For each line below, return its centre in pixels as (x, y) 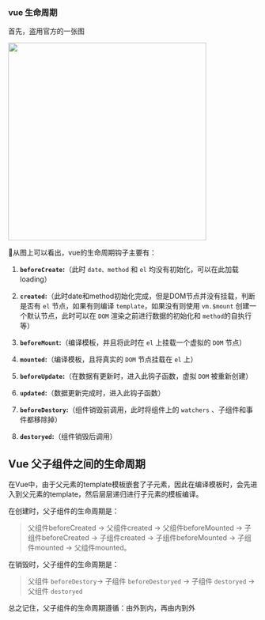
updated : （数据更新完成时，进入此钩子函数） (92, 393)
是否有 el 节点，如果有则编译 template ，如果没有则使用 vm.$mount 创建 (134, 306)
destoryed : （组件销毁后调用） (68, 437)
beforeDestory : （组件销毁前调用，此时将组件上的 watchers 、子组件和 (133, 410)
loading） (35, 279)
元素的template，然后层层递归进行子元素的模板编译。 (116, 494)
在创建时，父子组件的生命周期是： (64, 511)
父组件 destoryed (55, 592)
